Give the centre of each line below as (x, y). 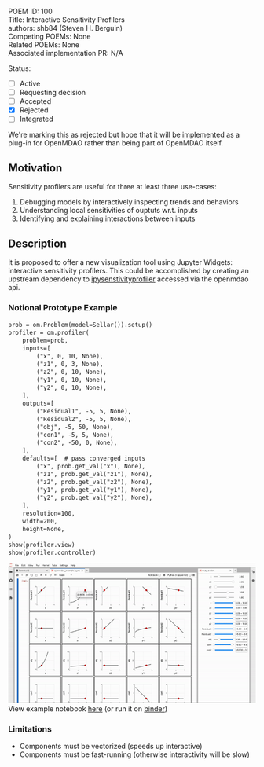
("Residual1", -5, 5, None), (84, 412)
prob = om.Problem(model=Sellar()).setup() (81, 325)
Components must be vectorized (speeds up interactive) (111, 747)
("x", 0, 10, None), (70, 357)
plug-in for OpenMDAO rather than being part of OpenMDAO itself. (116, 143)
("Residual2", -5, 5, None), (84, 420)
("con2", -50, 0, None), (77, 443)
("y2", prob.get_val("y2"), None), (95, 498)
